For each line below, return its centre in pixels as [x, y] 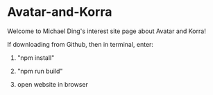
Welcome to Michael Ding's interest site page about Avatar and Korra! [106, 31]
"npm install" [36, 57]
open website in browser [53, 84]
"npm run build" [40, 71]
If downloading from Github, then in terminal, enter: [80, 44]
